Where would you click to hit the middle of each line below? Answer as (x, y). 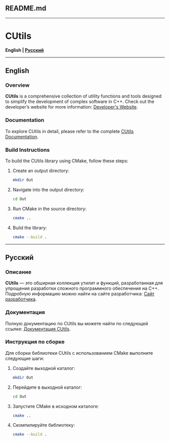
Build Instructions (28, 150)
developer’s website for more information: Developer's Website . (72, 107)
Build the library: (30, 227)
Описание (18, 272)
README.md (26, 8)
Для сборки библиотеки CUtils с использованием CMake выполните (79, 353)
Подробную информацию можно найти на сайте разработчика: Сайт (80, 294)
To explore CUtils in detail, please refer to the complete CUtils (70, 131)
